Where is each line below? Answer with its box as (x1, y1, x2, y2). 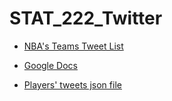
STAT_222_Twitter (9, 7, 163, 30)
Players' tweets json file (23, 78, 122, 91)
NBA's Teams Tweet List (23, 40, 124, 52)
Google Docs (23, 59, 78, 71)
